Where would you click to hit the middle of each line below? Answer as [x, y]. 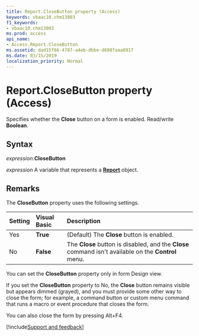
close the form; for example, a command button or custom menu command [98, 298]
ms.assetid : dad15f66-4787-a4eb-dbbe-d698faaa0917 [70, 50]
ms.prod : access [26, 34]
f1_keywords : [22, 22]
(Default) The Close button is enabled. [120, 235]
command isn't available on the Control [122, 252]
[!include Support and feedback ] [45, 327]
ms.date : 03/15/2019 [32, 56]
